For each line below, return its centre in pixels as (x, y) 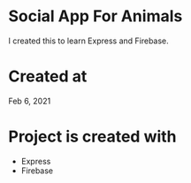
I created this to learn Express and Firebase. (88, 41)
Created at (48, 76)
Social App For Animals (95, 16)
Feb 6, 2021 (30, 101)
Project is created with (93, 137)
